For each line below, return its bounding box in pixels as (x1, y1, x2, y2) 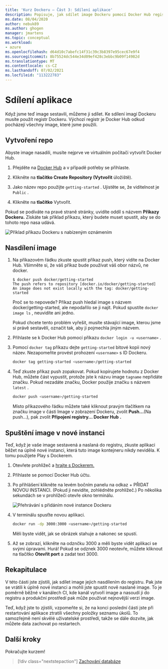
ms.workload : (5, 40, 32, 45)
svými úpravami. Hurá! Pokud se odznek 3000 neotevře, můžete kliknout (12, 546, 163, 552)
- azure (5, 45, 21, 50)
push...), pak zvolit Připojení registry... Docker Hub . (12, 414, 121, 420)
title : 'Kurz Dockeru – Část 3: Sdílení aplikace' (5, 7, 113, 13)
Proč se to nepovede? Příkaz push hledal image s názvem (12, 299, 131, 305)
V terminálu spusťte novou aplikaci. (12, 512, 85, 517)
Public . (12, 189, 29, 195)
